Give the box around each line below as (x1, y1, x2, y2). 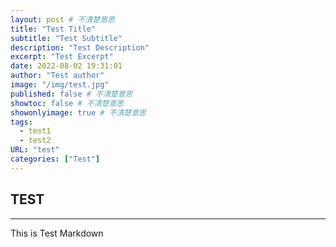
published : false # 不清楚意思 (10, 89, 133, 99)
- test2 (19, 136, 52, 146)
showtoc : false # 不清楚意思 (10, 98, 125, 108)
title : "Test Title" (10, 24, 97, 34)
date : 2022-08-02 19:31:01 (10, 61, 123, 71)
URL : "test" (10, 145, 60, 155)
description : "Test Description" (10, 42, 150, 53)
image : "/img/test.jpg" (10, 80, 110, 90)
